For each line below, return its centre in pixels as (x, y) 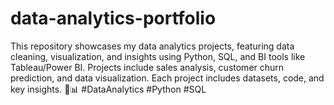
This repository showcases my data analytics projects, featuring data (152, 46)
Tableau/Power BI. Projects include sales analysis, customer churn (147, 67)
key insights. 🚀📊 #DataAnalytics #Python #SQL (108, 89)
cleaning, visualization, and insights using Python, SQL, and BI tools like (158, 56)
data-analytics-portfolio (113, 18)
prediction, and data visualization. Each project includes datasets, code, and (167, 78)
